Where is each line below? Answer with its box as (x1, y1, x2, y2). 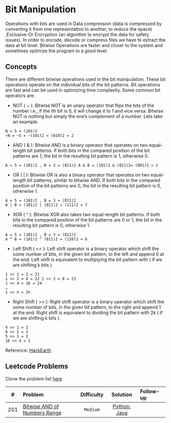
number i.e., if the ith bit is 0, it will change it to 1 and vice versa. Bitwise (12, 107, 164, 114)
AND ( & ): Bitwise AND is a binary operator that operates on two (12, 142, 148, 148)
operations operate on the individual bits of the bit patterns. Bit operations (5, 81, 160, 87)
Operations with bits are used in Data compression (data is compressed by (5, 20, 162, 27)
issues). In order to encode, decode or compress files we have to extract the (5, 37, 166, 43)
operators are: (5, 92, 35, 98)
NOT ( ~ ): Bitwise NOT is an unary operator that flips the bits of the (12, 102, 154, 108)
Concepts (5, 62, 37, 71)
